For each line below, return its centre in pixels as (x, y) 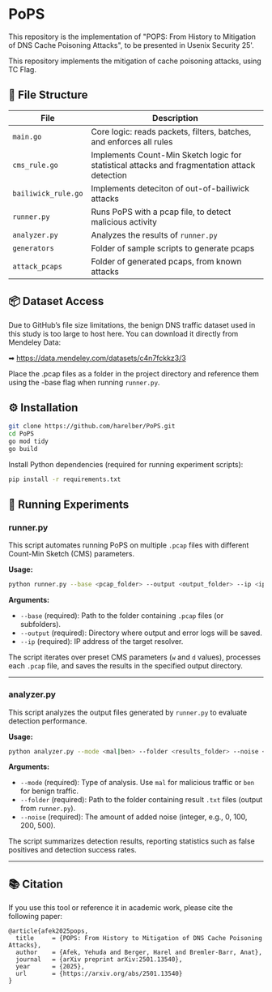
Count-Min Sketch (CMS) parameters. (72, 554)
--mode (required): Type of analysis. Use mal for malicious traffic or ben (137, 783)
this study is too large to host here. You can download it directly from (123, 333)
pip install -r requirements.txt (65, 479)
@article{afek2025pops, (49, 931)
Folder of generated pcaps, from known (166, 261)
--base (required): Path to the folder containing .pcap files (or (122, 616)
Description (175, 118)
